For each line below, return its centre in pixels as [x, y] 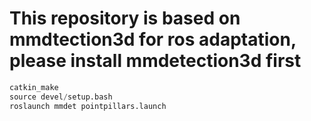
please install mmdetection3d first [155, 61]
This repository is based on [125, 18]
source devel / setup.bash [61, 97]
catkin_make [34, 87]
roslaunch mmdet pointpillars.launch [88, 106]
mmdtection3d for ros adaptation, [153, 39]
